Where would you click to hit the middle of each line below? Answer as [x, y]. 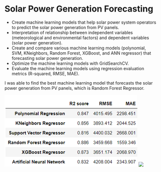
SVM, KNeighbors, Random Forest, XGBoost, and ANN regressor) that [81, 53]
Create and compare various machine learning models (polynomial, [79, 48]
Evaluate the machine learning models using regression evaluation [78, 68]
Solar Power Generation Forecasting [79, 9]
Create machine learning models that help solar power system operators [84, 22]
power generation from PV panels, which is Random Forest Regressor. [75, 88]
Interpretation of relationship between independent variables [72, 32]
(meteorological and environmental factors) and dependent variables [80, 38]
